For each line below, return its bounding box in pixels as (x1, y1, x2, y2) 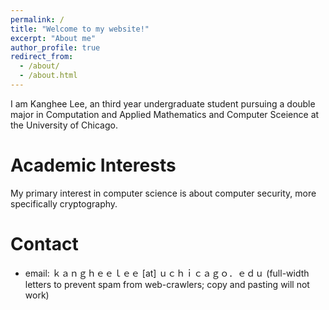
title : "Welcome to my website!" (10, 24, 150, 34)
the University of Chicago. (10, 119, 118, 131)
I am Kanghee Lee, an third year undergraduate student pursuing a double (10, 97, 316, 110)
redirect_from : (10, 52, 74, 62)
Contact (10, 233, 79, 255)
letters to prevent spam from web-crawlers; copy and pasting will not (24, 278, 310, 290)
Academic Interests (10, 154, 177, 177)
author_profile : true (10, 42, 101, 53)
